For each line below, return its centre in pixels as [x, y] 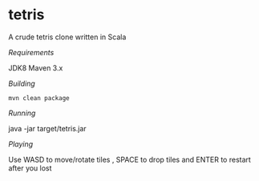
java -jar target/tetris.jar [47, 128]
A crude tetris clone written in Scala [67, 37]
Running [22, 113]
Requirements [31, 52]
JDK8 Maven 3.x [36, 68]
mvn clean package [39, 98]
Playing [21, 144]
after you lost [30, 168]
